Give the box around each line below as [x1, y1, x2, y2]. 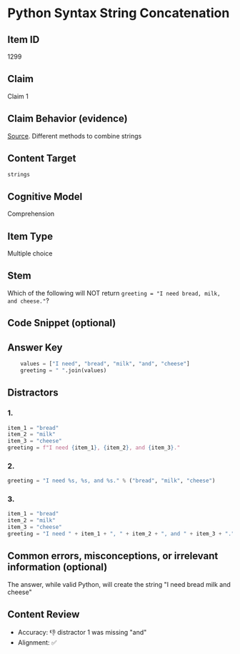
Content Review [7, 608, 80, 620]
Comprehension [7, 209, 55, 218]
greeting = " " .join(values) [20, 366, 107, 374]
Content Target [7, 152, 76, 165]
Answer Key [7, 341, 63, 353]
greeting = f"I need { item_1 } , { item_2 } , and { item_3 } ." [7, 444, 181, 451]
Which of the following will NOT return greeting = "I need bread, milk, [7, 288, 221, 297]
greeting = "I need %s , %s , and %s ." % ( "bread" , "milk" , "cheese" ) [7, 477, 216, 485]
